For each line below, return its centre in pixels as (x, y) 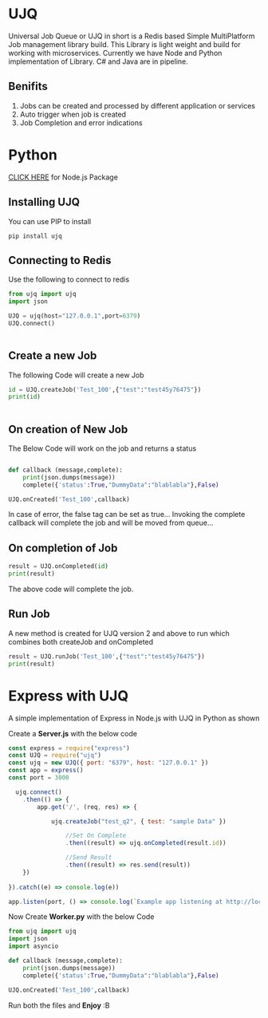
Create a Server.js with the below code (73, 733)
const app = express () (46, 771)
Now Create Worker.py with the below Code (81, 917)
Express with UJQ (69, 696)
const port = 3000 (39, 778)
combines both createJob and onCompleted (81, 641)
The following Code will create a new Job (77, 375)
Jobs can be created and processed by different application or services (137, 105)
